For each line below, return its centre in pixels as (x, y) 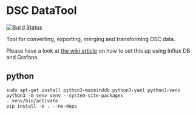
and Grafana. (23, 57)
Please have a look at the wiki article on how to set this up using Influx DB (98, 51)
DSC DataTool (42, 11)
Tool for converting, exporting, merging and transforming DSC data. (91, 39)
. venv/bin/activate (32, 100)
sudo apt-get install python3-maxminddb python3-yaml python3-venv (93, 90)
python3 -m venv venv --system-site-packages (65, 95)
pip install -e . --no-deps (42, 106)
